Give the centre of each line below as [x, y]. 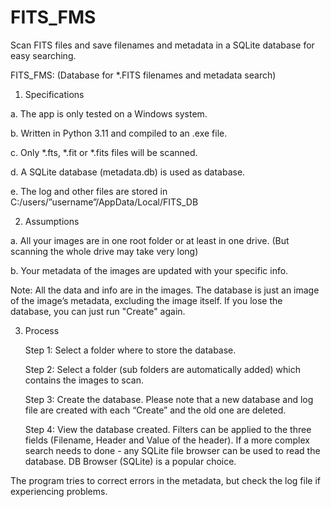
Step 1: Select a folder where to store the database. [130, 350]
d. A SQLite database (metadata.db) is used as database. [128, 172]
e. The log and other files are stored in [89, 191]
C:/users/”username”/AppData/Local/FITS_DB [104, 202]
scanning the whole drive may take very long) [104, 251]
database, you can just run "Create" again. [98, 311]
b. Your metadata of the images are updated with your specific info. [149, 270]
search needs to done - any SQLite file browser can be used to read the [172, 450]
